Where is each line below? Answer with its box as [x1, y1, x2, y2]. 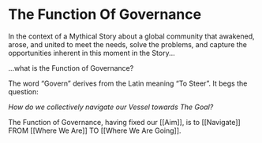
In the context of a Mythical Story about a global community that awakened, [8, 31, 255, 41]
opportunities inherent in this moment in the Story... [8, 48, 175, 57]
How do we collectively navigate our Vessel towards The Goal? [8, 102, 214, 112]
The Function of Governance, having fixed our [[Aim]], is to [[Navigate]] [8, 117, 241, 126]
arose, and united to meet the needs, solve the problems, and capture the [8, 39, 247, 49]
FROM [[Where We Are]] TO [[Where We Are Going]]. [8, 126, 182, 135]
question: [8, 86, 39, 96]
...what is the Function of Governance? [8, 63, 134, 72]
